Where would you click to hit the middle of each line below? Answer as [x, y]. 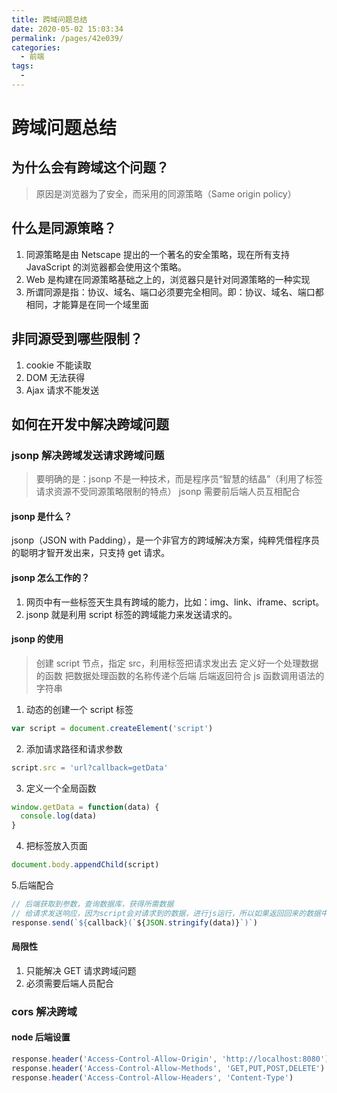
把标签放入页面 [56, 846]
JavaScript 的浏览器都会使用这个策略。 [106, 267]
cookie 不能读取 [58, 365]
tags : [22, 66]
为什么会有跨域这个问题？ [90, 167]
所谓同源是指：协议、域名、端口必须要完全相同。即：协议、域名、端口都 [174, 292]
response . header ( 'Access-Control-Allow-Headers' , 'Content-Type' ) [152, 1077]
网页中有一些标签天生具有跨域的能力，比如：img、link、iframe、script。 [175, 602]
